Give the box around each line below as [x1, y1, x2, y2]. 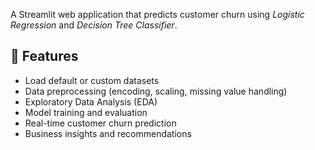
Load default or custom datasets [24, 74, 160, 86]
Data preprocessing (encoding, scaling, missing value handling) [24, 85, 288, 97]
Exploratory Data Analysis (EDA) [24, 95, 158, 108]
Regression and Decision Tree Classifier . [10, 19, 178, 31]
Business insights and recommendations [24, 127, 192, 139]
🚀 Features [10, 48, 79, 65]
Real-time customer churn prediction [24, 117, 177, 129]
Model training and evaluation [24, 106, 148, 118]
